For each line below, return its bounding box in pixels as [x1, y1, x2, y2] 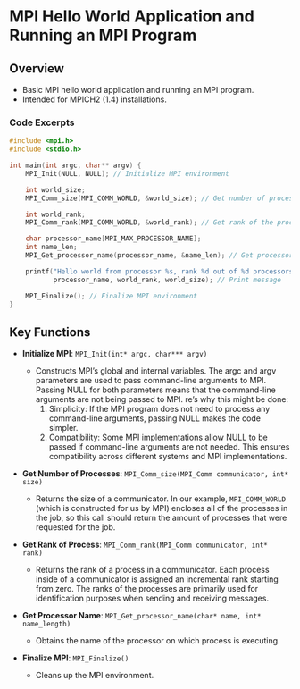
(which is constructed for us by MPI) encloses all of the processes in [35, 503, 288, 514]
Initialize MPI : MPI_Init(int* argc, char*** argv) [21, 349, 208, 359]
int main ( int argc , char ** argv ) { [9, 161, 142, 171]
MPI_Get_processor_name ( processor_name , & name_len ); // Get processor [25, 251, 294, 260]
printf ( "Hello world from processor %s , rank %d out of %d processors [25, 266, 294, 276]
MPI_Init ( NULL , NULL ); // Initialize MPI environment [25, 169, 229, 178]
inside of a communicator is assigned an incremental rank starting [35, 574, 279, 584]
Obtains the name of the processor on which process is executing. [35, 635, 280, 646]
